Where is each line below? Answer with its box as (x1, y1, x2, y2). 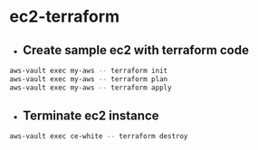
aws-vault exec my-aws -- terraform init (9, 66, 168, 75)
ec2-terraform (9, 6, 120, 27)
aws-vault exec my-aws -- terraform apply (9, 83, 172, 92)
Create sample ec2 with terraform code (22, 42, 249, 58)
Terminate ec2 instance (22, 108, 159, 124)
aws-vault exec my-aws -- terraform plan (9, 74, 168, 83)
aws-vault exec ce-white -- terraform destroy (9, 132, 188, 141)
